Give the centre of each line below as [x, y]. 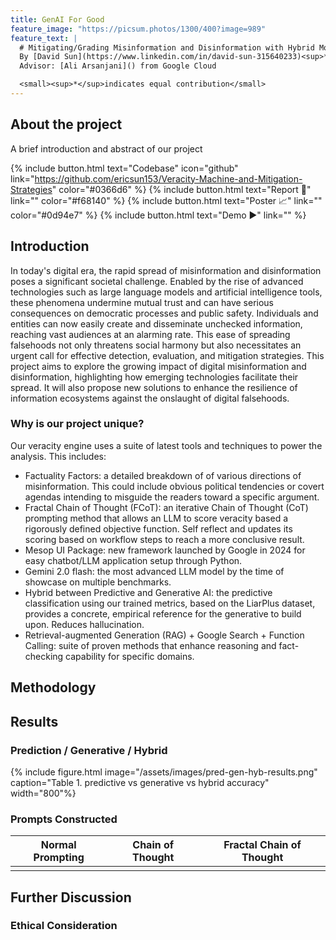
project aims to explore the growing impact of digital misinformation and [158, 366]
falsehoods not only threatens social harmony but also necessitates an [156, 345]
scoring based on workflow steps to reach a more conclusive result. [164, 539]
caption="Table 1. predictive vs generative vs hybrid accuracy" [140, 782]
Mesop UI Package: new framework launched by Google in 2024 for [165, 550]
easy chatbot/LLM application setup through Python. [133, 560]
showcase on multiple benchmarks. [98, 582]
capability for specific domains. [130, 656]
